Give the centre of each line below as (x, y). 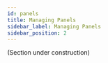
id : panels (23, 13)
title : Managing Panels (42, 20)
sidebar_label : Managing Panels (54, 26)
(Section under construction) (49, 53)
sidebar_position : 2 (37, 33)
